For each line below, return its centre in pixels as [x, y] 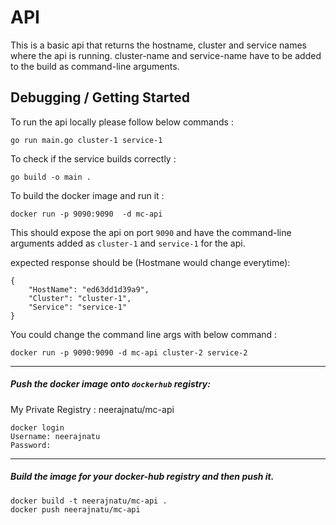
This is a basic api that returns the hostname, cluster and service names [158, 45]
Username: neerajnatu [55, 436]
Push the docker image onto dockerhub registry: [110, 384]
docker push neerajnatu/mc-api [75, 509]
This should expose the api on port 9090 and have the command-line [151, 232]
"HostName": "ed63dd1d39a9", [89, 289]
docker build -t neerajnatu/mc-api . [89, 501]
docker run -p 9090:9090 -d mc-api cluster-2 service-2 [129, 352]
